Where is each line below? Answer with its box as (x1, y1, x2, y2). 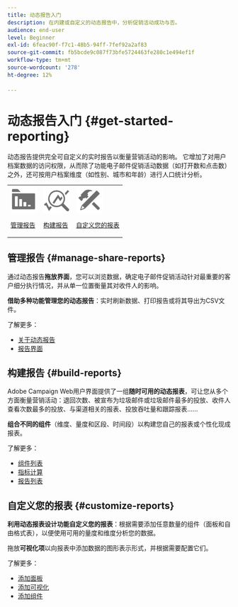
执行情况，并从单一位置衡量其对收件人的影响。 (25, 281, 163, 289)
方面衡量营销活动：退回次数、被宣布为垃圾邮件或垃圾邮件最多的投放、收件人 (7, 396, 231, 404)
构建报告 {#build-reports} (7, 367, 122, 379)
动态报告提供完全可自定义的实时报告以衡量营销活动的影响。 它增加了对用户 (7, 153, 227, 161)
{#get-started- (84, 112, 174, 129)
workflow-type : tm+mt (7, 57, 72, 64)
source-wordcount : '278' (7, 64, 81, 71)
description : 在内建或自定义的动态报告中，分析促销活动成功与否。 (7, 18, 181, 26)
